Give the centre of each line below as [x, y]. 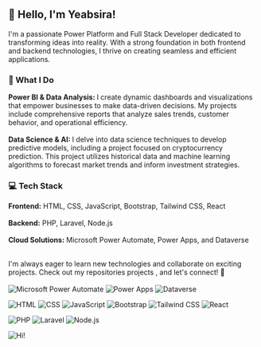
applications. [29, 59]
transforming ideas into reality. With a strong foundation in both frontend [127, 42]
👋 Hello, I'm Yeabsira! [62, 15]
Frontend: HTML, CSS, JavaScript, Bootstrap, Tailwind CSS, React [117, 206]
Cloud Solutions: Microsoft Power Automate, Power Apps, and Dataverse [129, 240]
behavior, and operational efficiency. [68, 123]
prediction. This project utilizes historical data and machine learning [119, 157]
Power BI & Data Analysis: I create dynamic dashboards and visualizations [130, 97]
